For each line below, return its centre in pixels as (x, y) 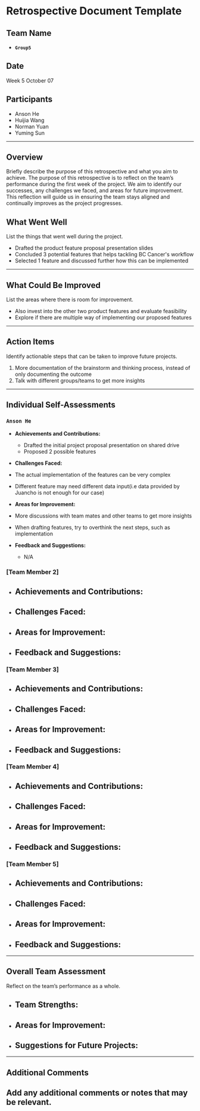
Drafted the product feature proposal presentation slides (84, 248)
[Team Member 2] (32, 572)
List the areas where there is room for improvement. (70, 299)
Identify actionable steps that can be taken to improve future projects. (92, 356)
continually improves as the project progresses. (65, 203)
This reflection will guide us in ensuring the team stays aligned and (88, 197)
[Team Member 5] (32, 864)
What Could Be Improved (54, 285)
